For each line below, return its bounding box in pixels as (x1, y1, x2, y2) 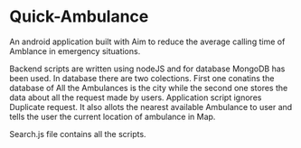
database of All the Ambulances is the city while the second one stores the (9, 82, 288, 93)
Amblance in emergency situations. (9, 45, 141, 56)
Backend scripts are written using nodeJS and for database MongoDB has (9, 63, 286, 74)
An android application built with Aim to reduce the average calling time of (9, 36, 286, 47)
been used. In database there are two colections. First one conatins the (9, 72, 275, 83)
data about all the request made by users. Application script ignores (9, 92, 262, 103)
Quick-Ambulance (9, 6, 149, 27)
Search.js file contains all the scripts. (9, 128, 146, 139)
